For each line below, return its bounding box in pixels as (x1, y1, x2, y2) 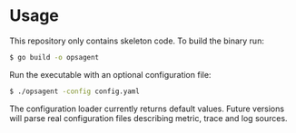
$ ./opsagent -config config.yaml (9, 87, 141, 96)
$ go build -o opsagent (9, 52, 100, 62)
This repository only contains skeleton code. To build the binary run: (9, 35, 265, 46)
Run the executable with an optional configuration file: (9, 69, 212, 80)
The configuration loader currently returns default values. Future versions (9, 103, 284, 114)
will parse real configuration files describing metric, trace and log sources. (9, 112, 288, 123)
